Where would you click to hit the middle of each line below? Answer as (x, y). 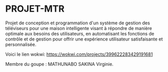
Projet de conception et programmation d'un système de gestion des (78, 23)
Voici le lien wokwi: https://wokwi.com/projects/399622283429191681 (79, 54)
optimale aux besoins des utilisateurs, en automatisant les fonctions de (80, 33)
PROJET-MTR (35, 9)
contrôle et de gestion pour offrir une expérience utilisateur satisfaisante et (84, 39)
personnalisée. (21, 44)
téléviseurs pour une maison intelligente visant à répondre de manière (79, 28)
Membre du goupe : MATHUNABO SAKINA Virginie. (59, 64)
